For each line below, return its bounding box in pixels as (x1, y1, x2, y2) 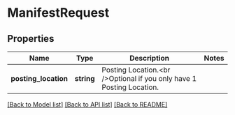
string (74, 74, 96, 83)
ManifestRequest (7, 5, 110, 21)
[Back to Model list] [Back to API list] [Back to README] (7, 100, 168, 109)
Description (129, 54, 170, 63)
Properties (7, 33, 55, 45)
